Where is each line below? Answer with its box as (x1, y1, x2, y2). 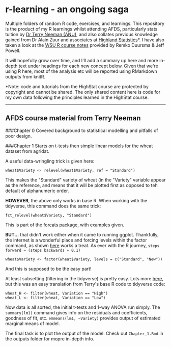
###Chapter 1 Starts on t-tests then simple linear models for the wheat (5, 143, 153, 149)
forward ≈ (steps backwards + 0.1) (5, 248, 81, 253)
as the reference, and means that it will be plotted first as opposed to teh (5, 182, 158, 188)
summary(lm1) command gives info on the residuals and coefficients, (5, 309, 148, 315)
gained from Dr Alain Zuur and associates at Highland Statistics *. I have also (5, 37, 164, 43)
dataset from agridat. (5, 148, 50, 154)
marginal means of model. (5, 320, 60, 327)
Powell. (5, 47, 21, 54)
